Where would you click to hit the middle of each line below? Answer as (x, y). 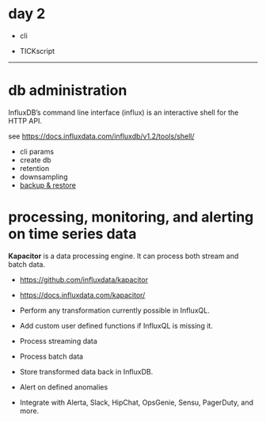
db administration (68, 91)
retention (34, 168)
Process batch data (51, 356)
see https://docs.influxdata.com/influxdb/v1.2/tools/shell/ (102, 136)
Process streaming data (58, 340)
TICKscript (37, 51)
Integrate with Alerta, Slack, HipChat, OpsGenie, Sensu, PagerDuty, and (137, 402)
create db (35, 160)
